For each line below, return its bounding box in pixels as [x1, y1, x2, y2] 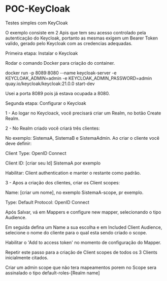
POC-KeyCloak [5, 3, 70, 15]
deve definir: [5, 140, 32, 146]
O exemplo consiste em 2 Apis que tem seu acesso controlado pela [5, 29, 146, 35]
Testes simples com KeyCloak [5, 20, 68, 26]
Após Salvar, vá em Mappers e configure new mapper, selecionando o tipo [5, 209, 161, 215]
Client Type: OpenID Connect [5, 150, 67, 156]
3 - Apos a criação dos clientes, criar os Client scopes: [5, 179, 120, 185]
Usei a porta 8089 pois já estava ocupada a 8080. [5, 90, 110, 96]
